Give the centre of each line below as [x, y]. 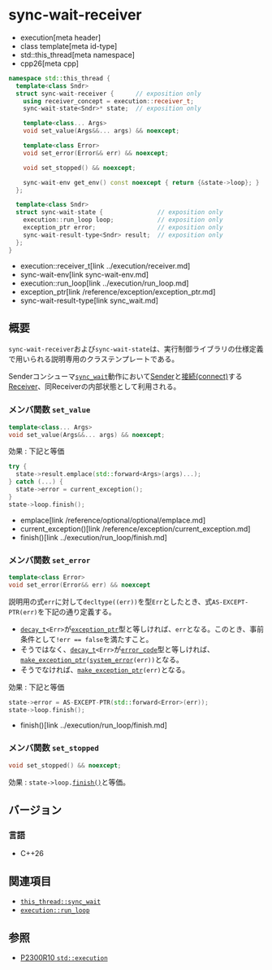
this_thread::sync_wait [60, 902]
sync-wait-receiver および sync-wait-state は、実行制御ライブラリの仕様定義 [136, 349]
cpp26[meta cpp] [50, 63]
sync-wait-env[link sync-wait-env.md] [84, 274]
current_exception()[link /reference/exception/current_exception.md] [135, 529]
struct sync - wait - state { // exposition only [119, 212]
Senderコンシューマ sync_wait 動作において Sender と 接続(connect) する [125, 377]
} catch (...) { [36, 482]
